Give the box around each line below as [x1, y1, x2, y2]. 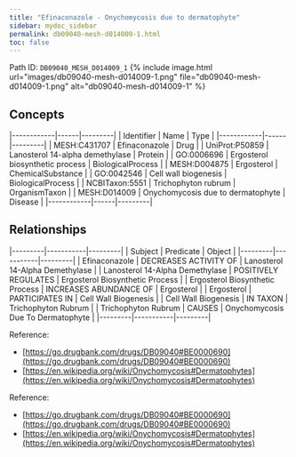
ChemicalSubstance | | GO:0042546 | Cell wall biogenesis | [9, 168, 228, 179]
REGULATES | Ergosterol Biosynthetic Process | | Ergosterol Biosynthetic [9, 274, 276, 285]
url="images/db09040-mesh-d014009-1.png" [9, 72, 178, 83]
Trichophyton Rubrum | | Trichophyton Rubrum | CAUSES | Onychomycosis [9, 302, 284, 313]
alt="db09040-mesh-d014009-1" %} [70, 81, 206, 92]
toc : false [9, 37, 50, 47]
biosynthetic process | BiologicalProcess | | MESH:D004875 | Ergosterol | [9, 159, 278, 170]
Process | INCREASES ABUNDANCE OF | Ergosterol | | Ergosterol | [9, 284, 252, 294]
